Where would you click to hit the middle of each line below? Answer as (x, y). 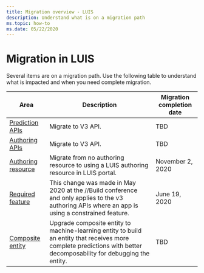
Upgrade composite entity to (90, 223)
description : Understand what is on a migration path (76, 18)
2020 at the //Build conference (93, 190)
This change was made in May (93, 183)
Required (22, 194)
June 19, (168, 194)
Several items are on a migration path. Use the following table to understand (101, 76)
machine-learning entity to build (96, 230)
